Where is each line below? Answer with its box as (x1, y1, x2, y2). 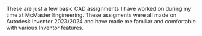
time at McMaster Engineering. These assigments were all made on (6, 11, 177, 19)
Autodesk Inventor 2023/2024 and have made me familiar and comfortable (6, 18, 196, 25)
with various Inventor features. (6, 24, 84, 31)
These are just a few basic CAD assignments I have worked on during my (6, 5, 192, 12)
